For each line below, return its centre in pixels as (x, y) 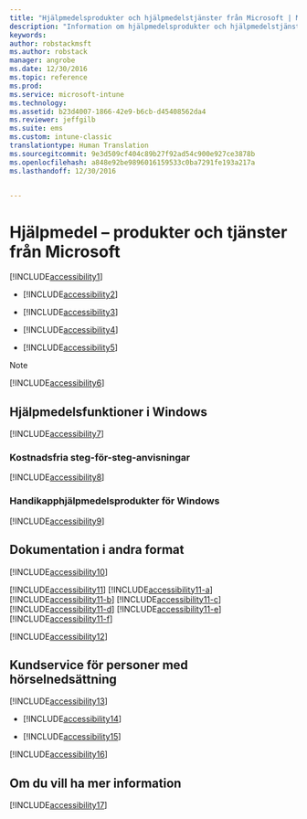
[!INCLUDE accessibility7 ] (57, 434)
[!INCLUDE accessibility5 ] (70, 347)
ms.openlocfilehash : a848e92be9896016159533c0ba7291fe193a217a (132, 162)
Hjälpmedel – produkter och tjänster (148, 232)
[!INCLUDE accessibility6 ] (57, 383)
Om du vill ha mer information (95, 783)
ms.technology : (38, 103)
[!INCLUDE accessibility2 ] (70, 294)
